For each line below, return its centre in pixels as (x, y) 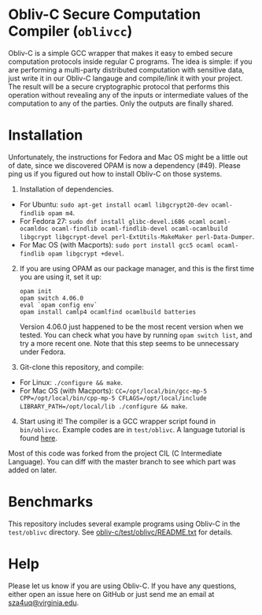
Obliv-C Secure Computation (105, 15)
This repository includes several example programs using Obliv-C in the (124, 524)
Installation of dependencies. (66, 189)
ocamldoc (34, 229)
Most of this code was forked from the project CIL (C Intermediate (115, 453)
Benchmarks (51, 502)
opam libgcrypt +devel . (86, 253)
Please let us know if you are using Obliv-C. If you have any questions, (122, 586)
